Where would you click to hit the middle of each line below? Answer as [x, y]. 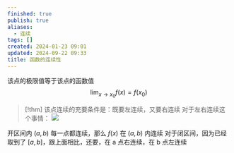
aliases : [20, 27]
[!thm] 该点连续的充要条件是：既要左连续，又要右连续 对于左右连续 [122, 109]
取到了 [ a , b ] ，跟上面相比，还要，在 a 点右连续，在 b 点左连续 [97, 142]
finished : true [30, 14]
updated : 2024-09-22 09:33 [47, 54]
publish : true [28, 20]
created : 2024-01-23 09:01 [47, 47]
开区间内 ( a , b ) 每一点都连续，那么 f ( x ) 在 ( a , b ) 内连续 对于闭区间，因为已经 [117, 133]
